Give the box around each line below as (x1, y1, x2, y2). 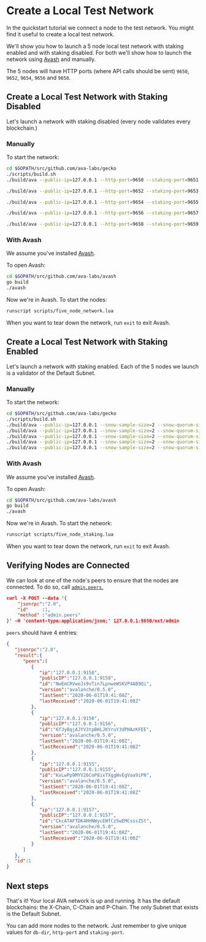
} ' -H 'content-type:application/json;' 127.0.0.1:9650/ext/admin (6, 618, 180, 624)
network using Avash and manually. (6, 55, 96, 63)
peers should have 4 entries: (6, 629, 78, 637)
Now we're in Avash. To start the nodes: (6, 296, 107, 304)
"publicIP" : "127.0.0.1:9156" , (39, 721, 116, 727)
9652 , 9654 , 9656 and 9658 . (6, 74, 71, 81)
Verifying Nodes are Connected (6, 560, 130, 571)
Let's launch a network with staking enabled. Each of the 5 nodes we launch (6, 363, 199, 370)
